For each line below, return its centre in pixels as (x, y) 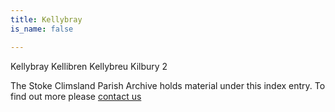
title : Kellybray (46, 19)
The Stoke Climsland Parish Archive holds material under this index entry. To (168, 85)
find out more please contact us (76, 96)
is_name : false (42, 29)
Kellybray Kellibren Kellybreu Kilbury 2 (89, 66)
